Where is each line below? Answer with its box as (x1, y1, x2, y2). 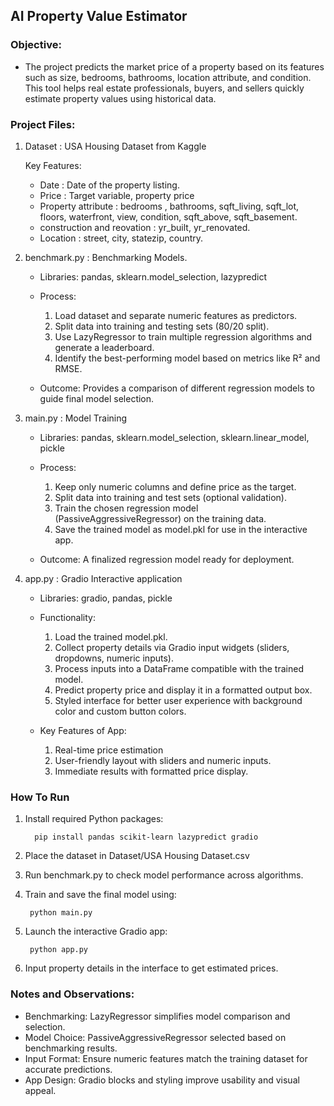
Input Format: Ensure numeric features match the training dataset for (24, 1052, 308, 1064)
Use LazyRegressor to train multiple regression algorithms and (54, 330, 313, 343)
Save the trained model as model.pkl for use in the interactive (54, 523, 308, 535)
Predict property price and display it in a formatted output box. (54, 684, 313, 696)
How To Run (10, 790, 70, 804)
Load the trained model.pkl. (54, 630, 168, 643)
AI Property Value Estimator (10, 8, 188, 25)
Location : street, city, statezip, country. (39, 232, 204, 244)
